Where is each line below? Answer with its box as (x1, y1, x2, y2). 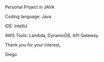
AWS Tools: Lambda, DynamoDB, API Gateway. (5, 33, 100, 38)
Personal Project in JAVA (5, 4, 55, 10)
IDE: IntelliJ (5, 23, 28, 29)
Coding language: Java (5, 14, 52, 19)
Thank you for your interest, (5, 42, 61, 48)
